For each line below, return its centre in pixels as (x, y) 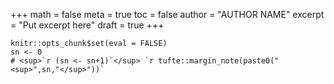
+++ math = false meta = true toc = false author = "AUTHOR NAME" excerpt (167, 14)
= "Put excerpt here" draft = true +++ (87, 25)
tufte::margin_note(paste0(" (219, 61)
